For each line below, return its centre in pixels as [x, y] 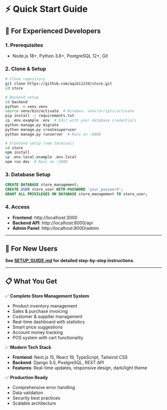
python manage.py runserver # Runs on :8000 [53, 134]
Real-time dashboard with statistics [48, 321]
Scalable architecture [34, 403]
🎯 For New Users [31, 249]
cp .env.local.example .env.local [41, 157]
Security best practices [36, 398]
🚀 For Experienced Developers [53, 31]
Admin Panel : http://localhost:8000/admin [56, 228]
